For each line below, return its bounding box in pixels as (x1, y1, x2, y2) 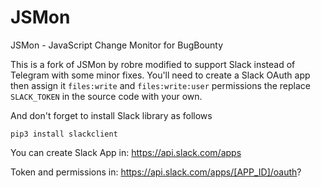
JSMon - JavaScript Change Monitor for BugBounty (10, 39, 224, 51)
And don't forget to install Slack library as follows (10, 109, 213, 121)
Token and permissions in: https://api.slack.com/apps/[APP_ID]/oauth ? (10, 166, 302, 178)
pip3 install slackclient (10, 129, 118, 139)
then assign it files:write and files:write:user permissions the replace (10, 79, 311, 91)
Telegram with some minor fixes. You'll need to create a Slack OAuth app (10, 69, 311, 81)
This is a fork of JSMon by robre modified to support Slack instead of (10, 58, 296, 70)
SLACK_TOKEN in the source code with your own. (10, 90, 203, 102)
